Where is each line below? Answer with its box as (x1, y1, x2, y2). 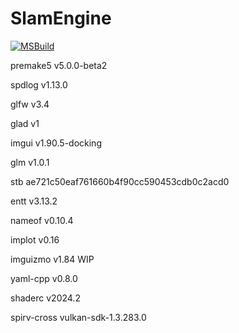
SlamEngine (10, 7, 112, 30)
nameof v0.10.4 (10, 214, 74, 226)
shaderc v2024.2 (10, 292, 81, 304)
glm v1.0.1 (10, 156, 50, 168)
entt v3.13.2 (10, 195, 58, 207)
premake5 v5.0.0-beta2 (10, 59, 108, 71)
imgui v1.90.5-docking (10, 137, 102, 149)
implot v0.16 (10, 233, 60, 246)
